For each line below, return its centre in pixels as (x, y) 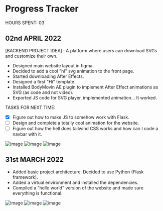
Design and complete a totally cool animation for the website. (76, 123)
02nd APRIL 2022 (33, 38)
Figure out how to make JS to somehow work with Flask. (71, 117)
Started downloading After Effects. (48, 76)
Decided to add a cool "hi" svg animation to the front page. (73, 71)
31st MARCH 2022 (35, 160)
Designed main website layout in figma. (53, 65)
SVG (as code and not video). (43, 92)
